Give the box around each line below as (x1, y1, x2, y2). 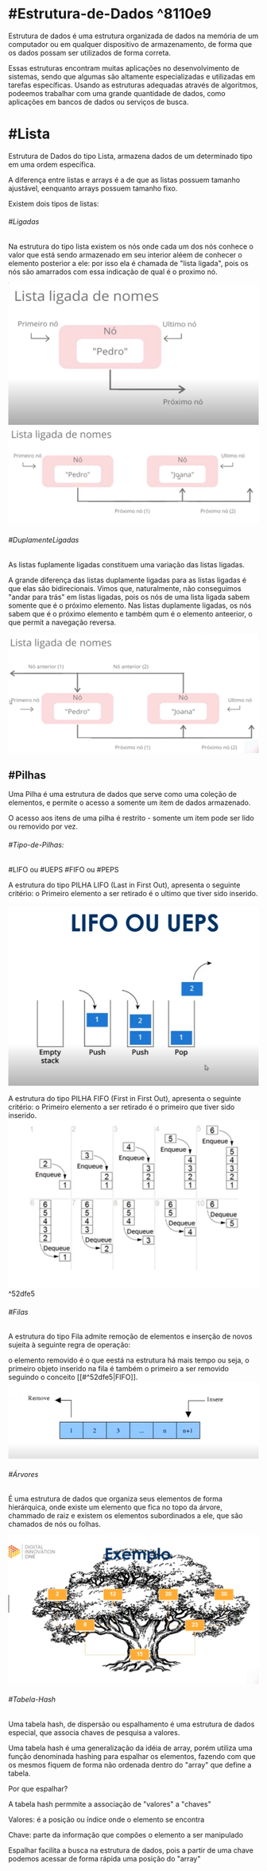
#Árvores (8, 1469, 39, 1479)
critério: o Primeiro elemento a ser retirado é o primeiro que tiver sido (8, 1102, 235, 1111)
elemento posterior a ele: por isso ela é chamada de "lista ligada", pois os (8, 259, 249, 269)
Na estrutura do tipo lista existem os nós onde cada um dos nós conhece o (8, 242, 254, 251)
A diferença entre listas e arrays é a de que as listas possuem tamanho (8, 175, 241, 184)
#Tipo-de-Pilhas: (8, 840, 64, 849)
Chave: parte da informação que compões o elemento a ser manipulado (8, 1830, 244, 1839)
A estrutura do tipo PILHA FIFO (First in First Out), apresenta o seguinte (8, 1093, 242, 1103)
